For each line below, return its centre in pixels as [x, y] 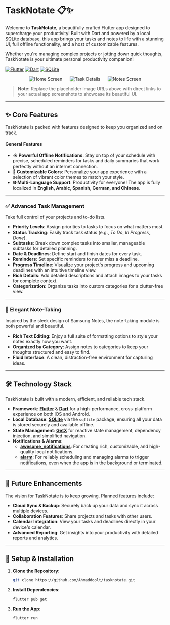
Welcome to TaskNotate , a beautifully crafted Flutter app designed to [78, 28]
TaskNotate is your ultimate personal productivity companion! [70, 59]
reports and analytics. [35, 538]
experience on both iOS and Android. [51, 414]
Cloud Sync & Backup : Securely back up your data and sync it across [85, 506]
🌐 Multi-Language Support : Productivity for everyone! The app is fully [86, 182]
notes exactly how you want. [42, 341]
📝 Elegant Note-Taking [33, 310]
